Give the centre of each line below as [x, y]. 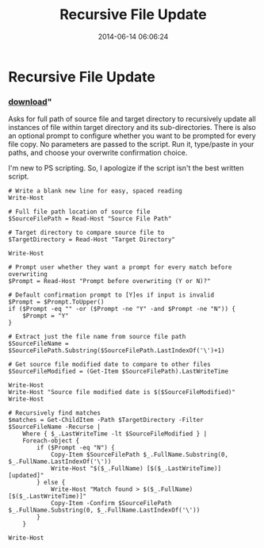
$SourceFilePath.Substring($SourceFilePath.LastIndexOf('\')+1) [117, 351]
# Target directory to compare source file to [86, 233]
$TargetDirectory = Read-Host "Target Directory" [92, 240]
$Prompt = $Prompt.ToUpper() [56, 302]
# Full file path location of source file [79, 212]
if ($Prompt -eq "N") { [76, 448]
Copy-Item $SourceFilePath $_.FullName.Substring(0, [139, 455]
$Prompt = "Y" [46, 316]
